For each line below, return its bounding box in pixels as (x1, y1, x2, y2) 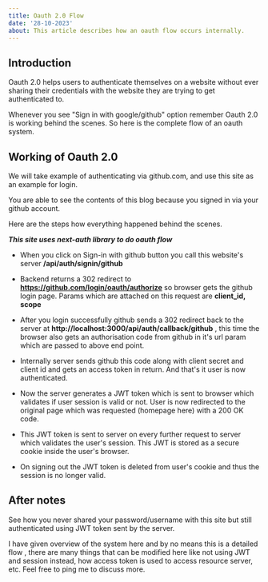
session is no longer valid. (19, 471, 106, 480)
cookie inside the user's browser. (19, 447, 130, 456)
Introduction (8, 56, 72, 70)
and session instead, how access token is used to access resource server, (8, 556, 254, 565)
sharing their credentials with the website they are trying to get (8, 86, 216, 96)
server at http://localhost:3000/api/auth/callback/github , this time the (19, 324, 260, 333)
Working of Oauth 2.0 (8, 149, 118, 164)
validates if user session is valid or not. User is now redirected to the (19, 397, 246, 406)
